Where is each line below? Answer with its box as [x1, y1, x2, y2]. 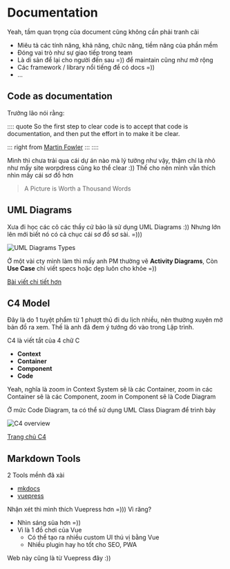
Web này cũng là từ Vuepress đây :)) [7, 554, 111, 562]
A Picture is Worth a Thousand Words [23, 184, 131, 193]
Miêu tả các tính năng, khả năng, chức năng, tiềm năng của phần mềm [17, 41, 218, 49]
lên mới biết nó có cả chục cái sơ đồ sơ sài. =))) [7, 230, 143, 238]
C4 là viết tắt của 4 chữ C [7, 336, 80, 345]
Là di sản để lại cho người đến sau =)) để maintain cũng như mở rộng [17, 55, 213, 64]
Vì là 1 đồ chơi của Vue [17, 526, 82, 534]
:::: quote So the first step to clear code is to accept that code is [7, 122, 189, 131]
